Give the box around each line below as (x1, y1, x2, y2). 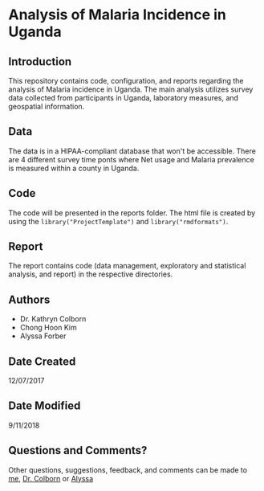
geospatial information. (8, 102, 85, 111)
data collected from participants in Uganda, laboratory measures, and (8, 93, 239, 102)
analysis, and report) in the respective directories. (8, 269, 173, 279)
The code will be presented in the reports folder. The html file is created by (8, 207, 256, 218)
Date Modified (8, 399, 81, 413)
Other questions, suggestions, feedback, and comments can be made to (8, 464, 247, 475)
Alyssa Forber (19, 331, 67, 341)
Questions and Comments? (8, 444, 148, 457)
